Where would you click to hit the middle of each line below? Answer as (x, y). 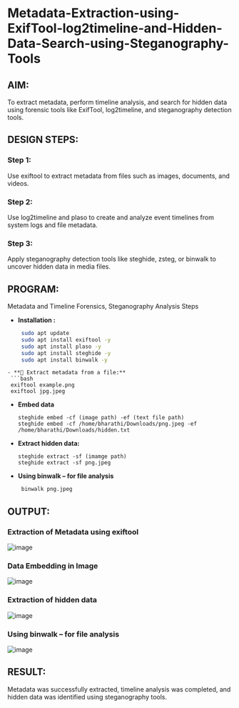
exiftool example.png (42, 385)
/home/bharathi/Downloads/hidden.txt (74, 430)
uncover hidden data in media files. (59, 266)
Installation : (36, 320)
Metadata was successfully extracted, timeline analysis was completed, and (119, 689)
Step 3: (20, 243)
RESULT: (27, 672)
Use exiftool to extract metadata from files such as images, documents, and (119, 176)
